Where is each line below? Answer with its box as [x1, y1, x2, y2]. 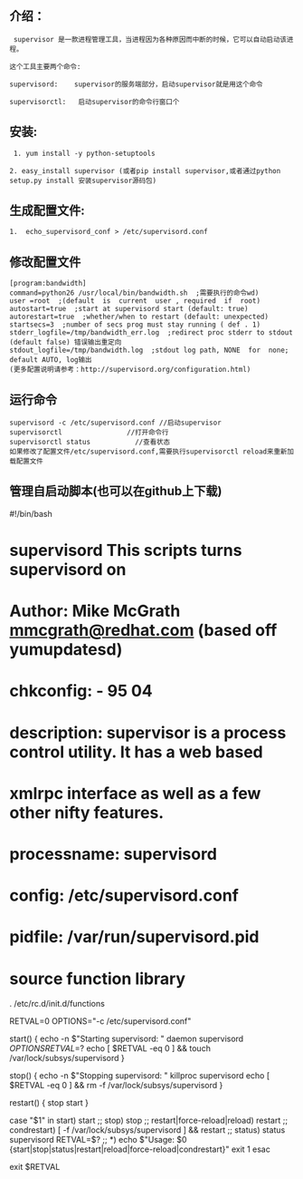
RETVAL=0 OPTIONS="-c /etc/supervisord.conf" [9, 1016, 192, 1027]
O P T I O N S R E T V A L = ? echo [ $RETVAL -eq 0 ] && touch [9, 1043, 211, 1054]
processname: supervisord [9, 844, 217, 864]
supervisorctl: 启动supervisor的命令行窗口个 [9, 97, 180, 106]
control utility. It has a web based [9, 742, 264, 762]
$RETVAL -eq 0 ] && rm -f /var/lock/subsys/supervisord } [9, 1080, 223, 1091]
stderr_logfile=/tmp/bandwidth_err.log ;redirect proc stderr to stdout [9, 328, 294, 337]
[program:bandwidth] [9, 279, 88, 288]
